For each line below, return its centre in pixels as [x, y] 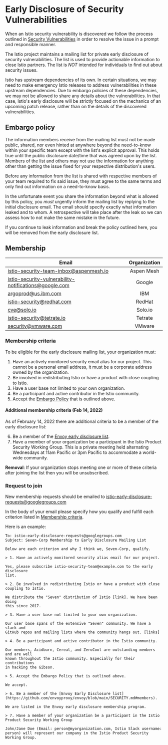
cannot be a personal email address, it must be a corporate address [82, 367]
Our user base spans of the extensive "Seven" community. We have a [78, 624]
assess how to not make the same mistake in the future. [62, 217]
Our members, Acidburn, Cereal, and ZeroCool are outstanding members [80, 650]
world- [149, 452]
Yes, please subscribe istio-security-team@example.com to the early [79, 567]
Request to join [24, 485]
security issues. [21, 70]
